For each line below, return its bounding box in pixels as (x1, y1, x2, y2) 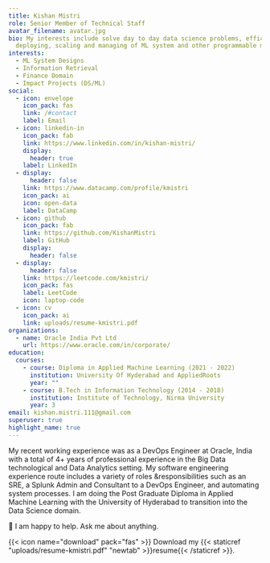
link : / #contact (22, 110, 78, 118)
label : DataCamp (22, 206, 78, 214)
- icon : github (15, 214, 67, 222)
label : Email (22, 117, 67, 125)
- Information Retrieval (15, 64, 99, 72)
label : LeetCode (22, 289, 78, 297)
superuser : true (8, 416, 63, 424)
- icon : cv (15, 304, 52, 312)
